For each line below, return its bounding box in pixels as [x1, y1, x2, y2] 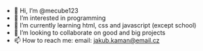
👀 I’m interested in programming [13, 14, 106, 22]
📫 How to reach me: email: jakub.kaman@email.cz [13, 37, 160, 44]
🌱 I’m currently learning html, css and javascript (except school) [13, 21, 197, 29]
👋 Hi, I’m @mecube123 [13, 7, 79, 14]
